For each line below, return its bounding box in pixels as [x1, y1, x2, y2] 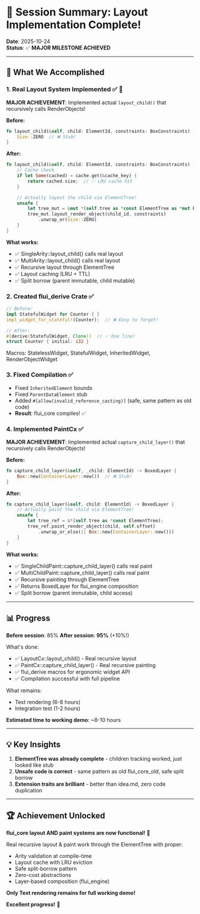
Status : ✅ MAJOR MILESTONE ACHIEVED [6, 44, 111, 51]
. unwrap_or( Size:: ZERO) [37, 217, 97, 223]
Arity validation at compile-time [14, 852, 92, 859]
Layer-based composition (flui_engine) [14, 878, 110, 885]
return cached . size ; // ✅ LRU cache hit [27, 178, 133, 184]
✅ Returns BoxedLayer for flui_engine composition [14, 583, 139, 590]
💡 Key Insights [6, 739, 61, 749]
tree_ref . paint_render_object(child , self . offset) [27, 523, 156, 529]
